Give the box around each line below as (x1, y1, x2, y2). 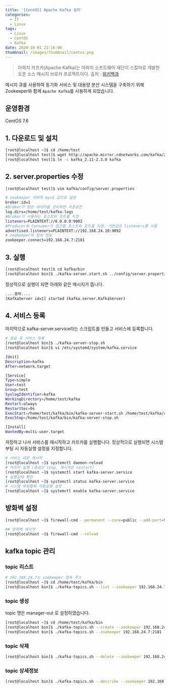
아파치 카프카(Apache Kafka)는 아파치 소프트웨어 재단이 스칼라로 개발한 (17, 64, 160, 70)
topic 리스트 (5, 563, 34, 570)
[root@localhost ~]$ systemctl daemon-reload (5, 460, 103, 465)
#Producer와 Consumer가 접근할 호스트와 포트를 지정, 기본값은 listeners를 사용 (5, 224, 158, 229)
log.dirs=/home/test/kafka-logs (5, 209, 73, 214)
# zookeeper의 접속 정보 (5, 233, 52, 238)
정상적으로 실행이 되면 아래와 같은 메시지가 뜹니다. (5, 281, 104, 287)
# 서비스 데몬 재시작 (5, 456, 42, 461)
